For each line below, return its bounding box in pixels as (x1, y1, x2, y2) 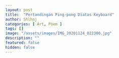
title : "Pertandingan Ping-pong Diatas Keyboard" (5, 12, 114, 17)
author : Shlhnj (5, 17, 37, 22)
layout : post (5, 7, 33, 13)
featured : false (5, 40, 39, 45)
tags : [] (5, 26, 24, 31)
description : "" (5, 36, 39, 41)
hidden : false (5, 45, 35, 50)
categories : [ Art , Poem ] (5, 21, 62, 27)
